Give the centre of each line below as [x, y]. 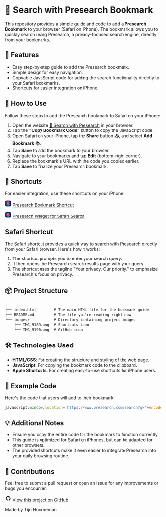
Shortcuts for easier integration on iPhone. [55, 88]
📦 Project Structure [37, 290]
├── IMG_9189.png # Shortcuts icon [52, 325]
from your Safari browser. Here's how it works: [53, 249]
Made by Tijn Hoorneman [31, 510]
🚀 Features [22, 55]
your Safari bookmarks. [36, 83]
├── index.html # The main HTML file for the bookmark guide [77, 310]
